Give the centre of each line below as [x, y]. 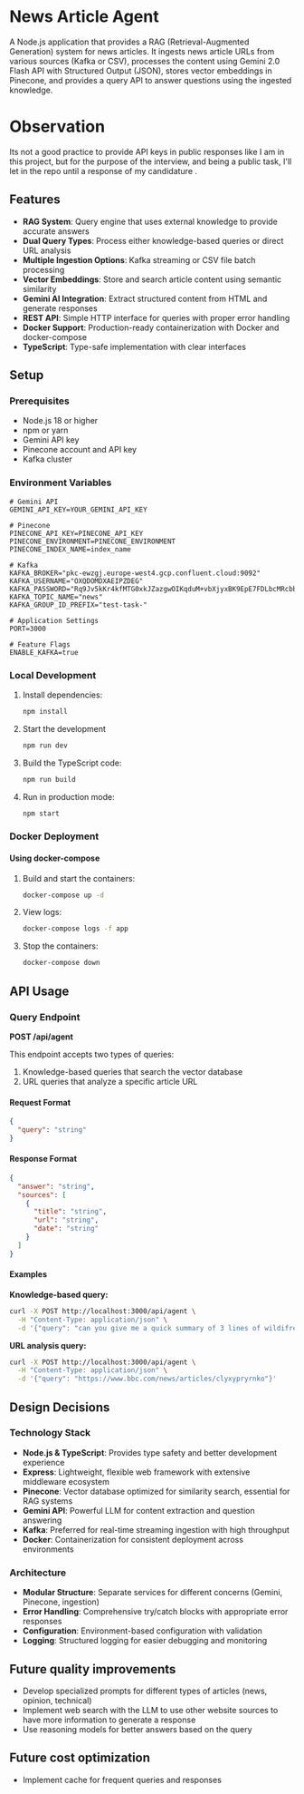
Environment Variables [61, 483]
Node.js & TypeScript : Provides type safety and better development [150, 1452]
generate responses [60, 308]
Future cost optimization [80, 1758]
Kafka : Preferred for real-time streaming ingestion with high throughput [156, 1529]
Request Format [40, 1102]
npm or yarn [45, 430]
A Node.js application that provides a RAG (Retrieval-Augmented [129, 42]
